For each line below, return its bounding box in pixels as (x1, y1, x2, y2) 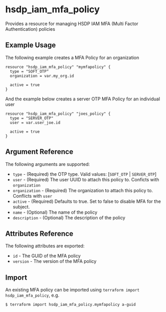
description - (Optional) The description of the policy (12, 214, 126, 221)
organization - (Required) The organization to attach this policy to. (12, 187, 153, 193)
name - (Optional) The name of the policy (12, 209, 98, 215)
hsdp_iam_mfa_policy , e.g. (5, 292, 60, 298)
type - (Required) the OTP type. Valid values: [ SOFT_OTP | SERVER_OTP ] (12, 171, 157, 177)
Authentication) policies (5, 26, 55, 32)
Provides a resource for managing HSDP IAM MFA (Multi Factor (5, 20, 139, 27)
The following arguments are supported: (5, 161, 90, 167)
